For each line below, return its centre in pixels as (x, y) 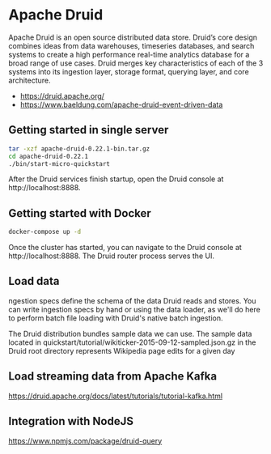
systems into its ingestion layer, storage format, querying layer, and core (129, 71)
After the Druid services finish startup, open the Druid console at (116, 179)
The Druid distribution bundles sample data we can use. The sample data (130, 333)
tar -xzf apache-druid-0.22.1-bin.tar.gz (79, 149)
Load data (34, 281)
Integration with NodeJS (71, 421)
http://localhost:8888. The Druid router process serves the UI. (111, 256)
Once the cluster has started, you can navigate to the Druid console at (125, 248)
